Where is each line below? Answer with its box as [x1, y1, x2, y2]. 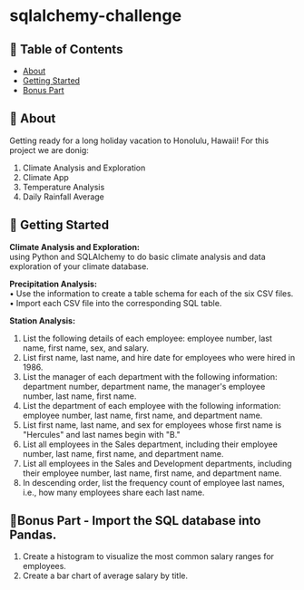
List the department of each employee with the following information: [22, 400, 281, 411]
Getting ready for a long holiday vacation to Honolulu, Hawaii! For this [9, 135, 270, 146]
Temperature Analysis [22, 181, 105, 192]
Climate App [22, 171, 70, 182]
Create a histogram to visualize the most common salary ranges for [22, 551, 275, 562]
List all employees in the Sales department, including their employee [22, 439, 279, 450]
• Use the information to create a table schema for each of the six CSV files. [9, 287, 294, 299]
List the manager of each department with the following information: [22, 371, 279, 382]
